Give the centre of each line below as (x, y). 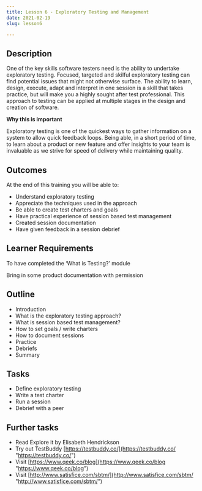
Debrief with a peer (39, 408)
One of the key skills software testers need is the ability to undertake (93, 69)
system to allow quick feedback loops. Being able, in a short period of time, (101, 138)
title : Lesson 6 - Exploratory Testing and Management (78, 12)
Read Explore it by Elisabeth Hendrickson (67, 443)
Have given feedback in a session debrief (68, 229)
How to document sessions (50, 335)
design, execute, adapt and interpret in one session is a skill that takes (95, 88)
